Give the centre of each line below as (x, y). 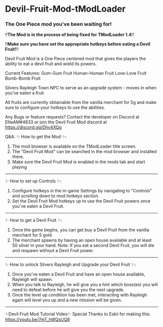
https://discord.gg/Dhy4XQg (33, 127)
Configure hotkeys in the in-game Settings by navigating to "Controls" (82, 191)
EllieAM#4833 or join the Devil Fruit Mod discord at (56, 122)
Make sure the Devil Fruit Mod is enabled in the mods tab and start (79, 162)
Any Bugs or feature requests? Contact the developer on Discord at (72, 117)
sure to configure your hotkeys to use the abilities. (55, 107)
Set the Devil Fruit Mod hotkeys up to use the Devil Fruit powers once (81, 201)
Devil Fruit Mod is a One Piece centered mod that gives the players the (75, 59)
